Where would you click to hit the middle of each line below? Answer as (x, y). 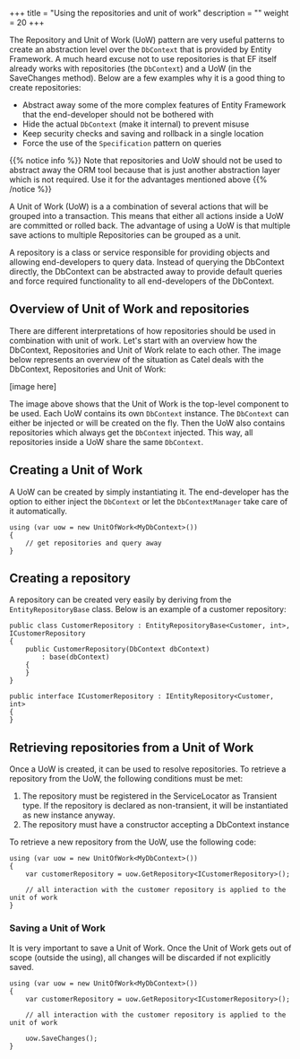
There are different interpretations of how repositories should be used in (142, 330)
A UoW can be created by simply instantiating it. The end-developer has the (149, 492)
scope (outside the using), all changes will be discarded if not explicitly (140, 957)
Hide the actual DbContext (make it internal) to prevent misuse (136, 124)
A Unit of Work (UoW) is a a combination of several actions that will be (139, 206)
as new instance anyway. (69, 815)
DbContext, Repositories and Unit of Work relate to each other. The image (146, 350)
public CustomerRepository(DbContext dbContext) (118, 650)
